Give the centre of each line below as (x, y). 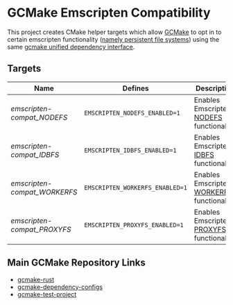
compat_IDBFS (35, 154)
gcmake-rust (35, 279)
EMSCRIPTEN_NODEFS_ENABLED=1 (132, 113)
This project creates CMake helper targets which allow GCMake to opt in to (114, 32)
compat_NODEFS (39, 117)
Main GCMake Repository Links (76, 263)
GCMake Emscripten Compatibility (109, 13)
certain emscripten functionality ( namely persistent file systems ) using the (113, 39)
